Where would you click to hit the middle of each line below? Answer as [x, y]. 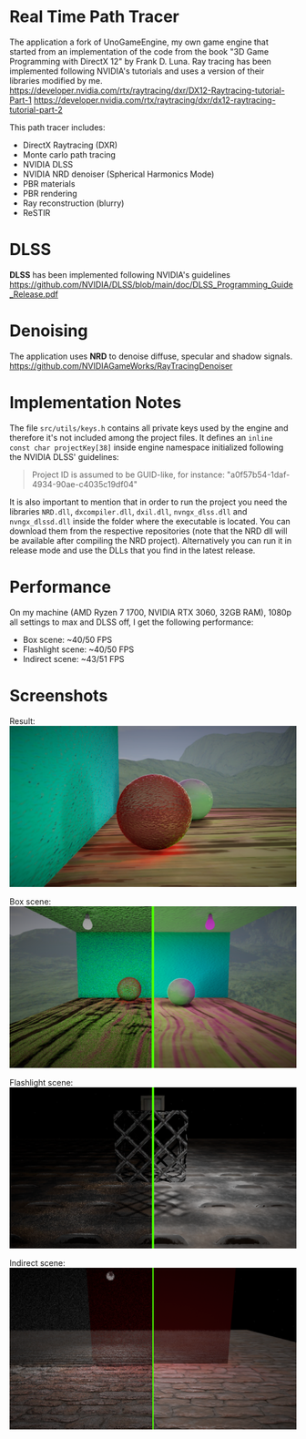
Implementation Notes [96, 403]
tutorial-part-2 [36, 109]
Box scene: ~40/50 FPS [67, 639]
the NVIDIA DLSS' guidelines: [65, 456]
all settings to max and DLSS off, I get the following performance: [132, 622]
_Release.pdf [34, 294]
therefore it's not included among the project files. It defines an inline [141, 437]
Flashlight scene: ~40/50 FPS [78, 649]
